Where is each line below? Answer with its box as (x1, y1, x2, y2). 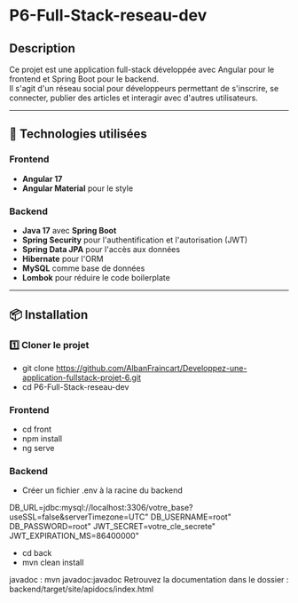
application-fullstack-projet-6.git (21, 372, 142, 383)
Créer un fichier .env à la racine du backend (21, 485, 184, 496)
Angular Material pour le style (21, 183, 134, 194)
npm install (21, 432, 63, 444)
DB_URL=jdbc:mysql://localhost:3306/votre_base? (9, 503, 193, 513)
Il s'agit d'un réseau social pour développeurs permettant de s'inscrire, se (9, 83, 279, 93)
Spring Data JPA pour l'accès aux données (21, 243, 180, 254)
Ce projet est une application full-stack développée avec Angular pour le (9, 64, 275, 75)
